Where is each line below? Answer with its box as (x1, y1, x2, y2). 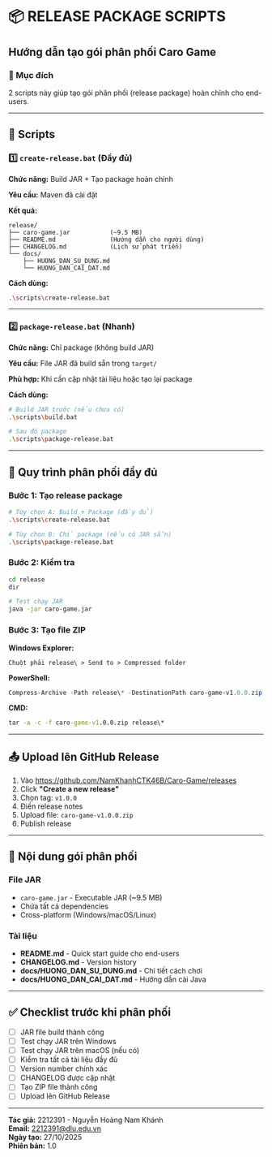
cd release (8, 575, 45, 584)
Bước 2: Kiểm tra (8, 557, 75, 568)
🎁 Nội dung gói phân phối (8, 850, 138, 864)
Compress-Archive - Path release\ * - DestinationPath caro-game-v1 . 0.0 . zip (8, 689, 263, 697)
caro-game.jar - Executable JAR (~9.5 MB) (19, 892, 163, 902)
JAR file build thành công (19, 1027, 104, 1037)
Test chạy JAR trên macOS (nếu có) (19, 1046, 140, 1055)
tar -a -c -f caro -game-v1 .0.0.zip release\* (8, 719, 164, 727)
